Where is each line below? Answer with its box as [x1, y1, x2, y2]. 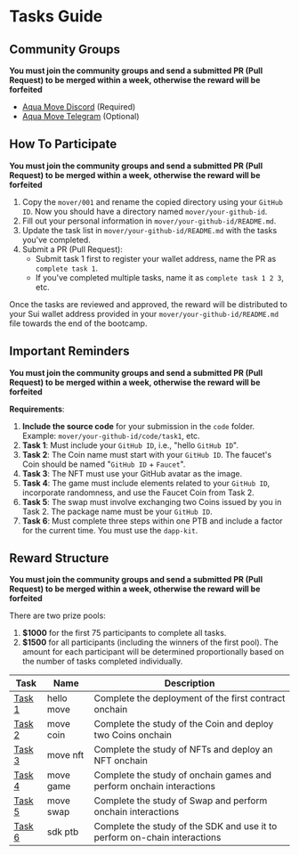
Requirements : [9, 403, 65, 414]
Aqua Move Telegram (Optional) [21, 111, 140, 121]
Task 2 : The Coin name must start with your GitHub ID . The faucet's [21, 449, 272, 460]
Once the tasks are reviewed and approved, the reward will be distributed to [9, 298, 287, 309]
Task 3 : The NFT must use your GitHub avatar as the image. [21, 468, 243, 478]
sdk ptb [47, 826, 79, 838]
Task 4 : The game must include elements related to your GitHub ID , [21, 477, 271, 488]
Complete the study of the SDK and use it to [93, 820, 278, 833]
